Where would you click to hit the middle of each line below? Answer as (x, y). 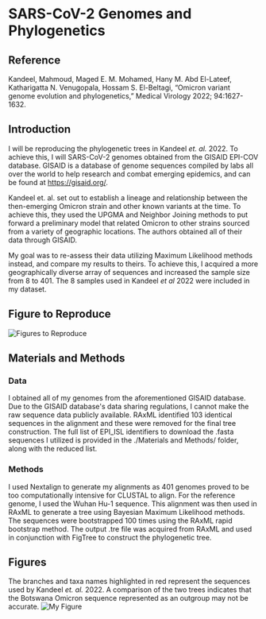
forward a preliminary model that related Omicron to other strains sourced (129, 222)
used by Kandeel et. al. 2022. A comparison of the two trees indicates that (130, 590)
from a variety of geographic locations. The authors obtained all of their (125, 231)
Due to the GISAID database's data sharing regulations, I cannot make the (129, 407)
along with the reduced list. (53, 449)
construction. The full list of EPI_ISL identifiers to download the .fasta (121, 432)
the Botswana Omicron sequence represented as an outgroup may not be (128, 598)
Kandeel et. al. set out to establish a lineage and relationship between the (128, 197)
